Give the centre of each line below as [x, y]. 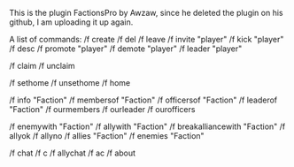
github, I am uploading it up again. [71, 22]
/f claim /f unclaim [42, 66]
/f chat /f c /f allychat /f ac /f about [72, 153]
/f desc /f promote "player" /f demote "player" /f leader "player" [126, 49]
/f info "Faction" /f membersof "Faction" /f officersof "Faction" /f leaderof [143, 100]
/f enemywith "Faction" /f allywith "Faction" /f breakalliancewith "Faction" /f [147, 126]
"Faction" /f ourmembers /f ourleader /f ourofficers [102, 109]
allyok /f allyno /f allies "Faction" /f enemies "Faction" [107, 136]
